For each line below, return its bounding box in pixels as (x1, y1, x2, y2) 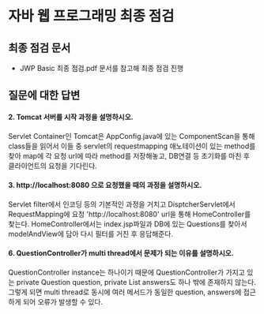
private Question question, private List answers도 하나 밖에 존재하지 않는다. (16, 278, 257, 286)
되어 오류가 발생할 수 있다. (22, 297, 104, 306)
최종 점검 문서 (8, 41, 71, 54)
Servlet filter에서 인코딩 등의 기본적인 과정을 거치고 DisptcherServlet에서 (8, 199, 236, 209)
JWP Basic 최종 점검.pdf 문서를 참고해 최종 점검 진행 (19, 64, 184, 73)
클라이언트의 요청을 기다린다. (8, 161, 97, 170)
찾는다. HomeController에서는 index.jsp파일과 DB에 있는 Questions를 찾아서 (8, 219, 247, 229)
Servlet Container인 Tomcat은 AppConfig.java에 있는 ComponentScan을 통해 (8, 131, 255, 140)
